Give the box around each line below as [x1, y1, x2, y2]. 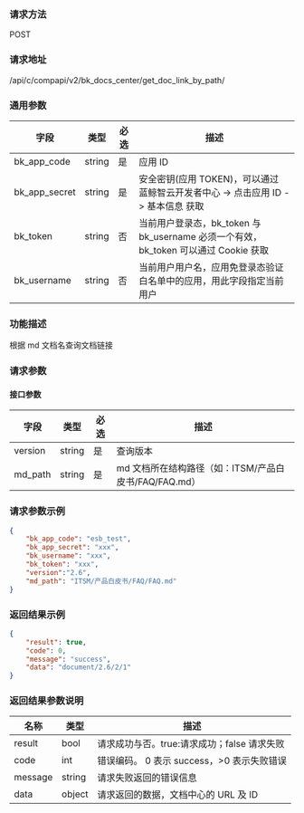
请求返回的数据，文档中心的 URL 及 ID [97, 789, 259, 801]
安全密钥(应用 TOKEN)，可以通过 [138, 172, 279, 185]
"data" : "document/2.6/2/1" [25, 663, 131, 672]
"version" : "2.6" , [25, 568, 91, 577]
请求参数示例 [9, 505, 66, 518]
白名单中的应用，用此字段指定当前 [138, 274, 284, 287]
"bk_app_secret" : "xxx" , [25, 543, 119, 552]
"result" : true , [25, 637, 88, 646]
